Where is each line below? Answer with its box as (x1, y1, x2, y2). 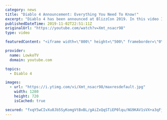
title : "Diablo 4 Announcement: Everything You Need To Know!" (5, 12, 139, 17)
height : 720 (14, 94, 39, 99)
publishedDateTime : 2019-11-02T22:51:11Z (5, 21, 92, 26)
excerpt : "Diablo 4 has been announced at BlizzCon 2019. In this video (5, 16, 159, 21)
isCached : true (14, 98, 46, 103)
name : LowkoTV (9, 53, 39, 58)
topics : (5, 66, 21, 71)
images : (5, 80, 21, 85)
